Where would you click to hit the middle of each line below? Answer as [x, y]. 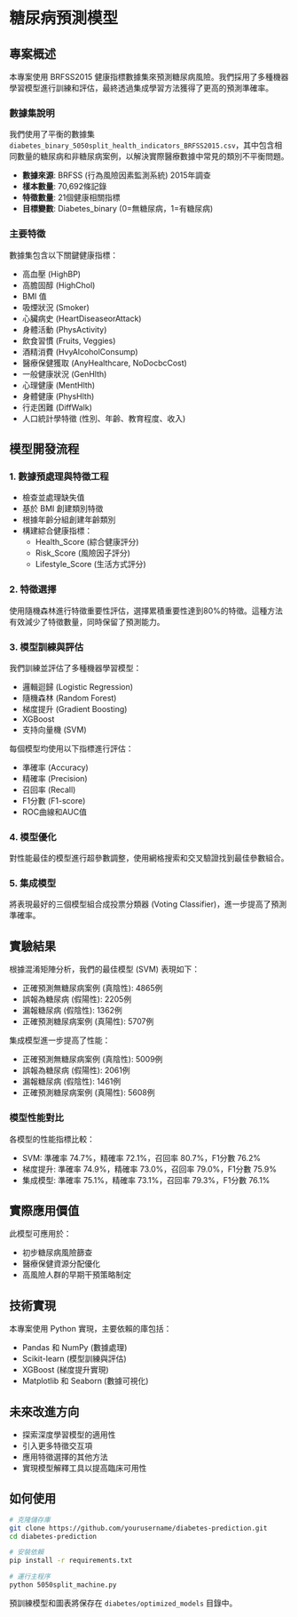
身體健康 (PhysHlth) [58, 396]
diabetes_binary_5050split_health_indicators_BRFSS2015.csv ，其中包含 [142, 145]
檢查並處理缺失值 [53, 498]
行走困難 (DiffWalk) [57, 407]
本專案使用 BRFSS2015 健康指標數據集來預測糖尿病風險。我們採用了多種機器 [149, 77]
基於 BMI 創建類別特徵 [63, 508]
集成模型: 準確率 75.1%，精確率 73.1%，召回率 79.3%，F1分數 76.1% [146, 1180]
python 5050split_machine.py [63, 1585]
